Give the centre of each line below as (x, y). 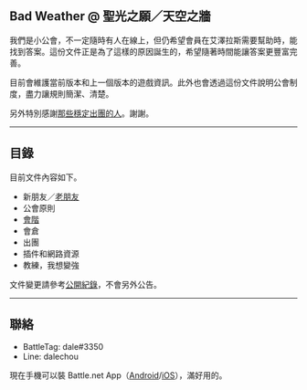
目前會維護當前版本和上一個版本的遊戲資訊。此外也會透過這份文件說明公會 (149, 82)
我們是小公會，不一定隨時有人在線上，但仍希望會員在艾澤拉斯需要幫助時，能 (153, 40)
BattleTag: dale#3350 (63, 347)
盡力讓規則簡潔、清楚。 (69, 93)
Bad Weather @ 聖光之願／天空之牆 (111, 16)
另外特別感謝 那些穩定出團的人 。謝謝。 (81, 113)
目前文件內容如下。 (46, 177)
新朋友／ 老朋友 (51, 196)
